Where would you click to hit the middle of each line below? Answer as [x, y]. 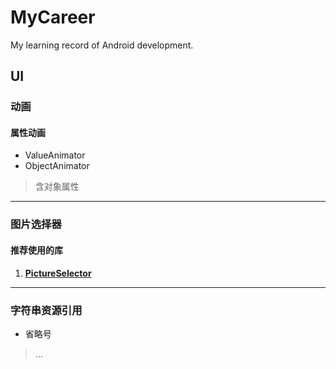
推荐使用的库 [36, 250]
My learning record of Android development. [102, 45]
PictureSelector [58, 273]
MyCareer [53, 17]
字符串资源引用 [46, 310]
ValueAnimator [55, 155]
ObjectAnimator [57, 166]
